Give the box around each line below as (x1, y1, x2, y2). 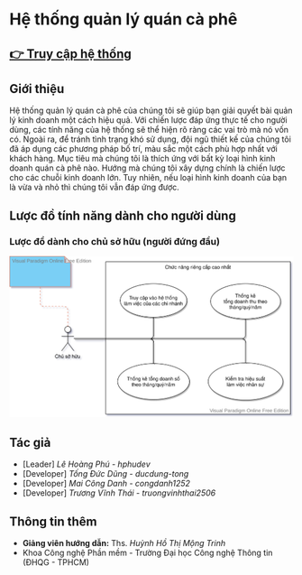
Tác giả (9, 434, 51, 450)
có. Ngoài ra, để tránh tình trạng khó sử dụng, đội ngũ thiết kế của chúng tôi (9, 134, 291, 144)
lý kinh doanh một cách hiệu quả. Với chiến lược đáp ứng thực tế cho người (9, 115, 288, 125)
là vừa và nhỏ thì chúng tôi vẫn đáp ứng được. (9, 181, 180, 193)
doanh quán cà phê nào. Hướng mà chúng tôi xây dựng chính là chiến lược (9, 162, 286, 173)
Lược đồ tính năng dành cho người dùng (9, 208, 236, 223)
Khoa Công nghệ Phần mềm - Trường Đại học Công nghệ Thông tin (22, 547, 273, 558)
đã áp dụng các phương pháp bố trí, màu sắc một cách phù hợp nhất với (9, 144, 278, 154)
